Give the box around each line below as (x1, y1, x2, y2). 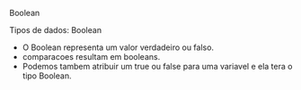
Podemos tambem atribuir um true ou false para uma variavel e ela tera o (22, 61, 293, 71)
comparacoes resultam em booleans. (22, 52, 161, 61)
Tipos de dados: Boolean (9, 25, 102, 35)
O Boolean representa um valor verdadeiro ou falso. (22, 42, 214, 53)
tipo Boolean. (22, 70, 72, 81)
